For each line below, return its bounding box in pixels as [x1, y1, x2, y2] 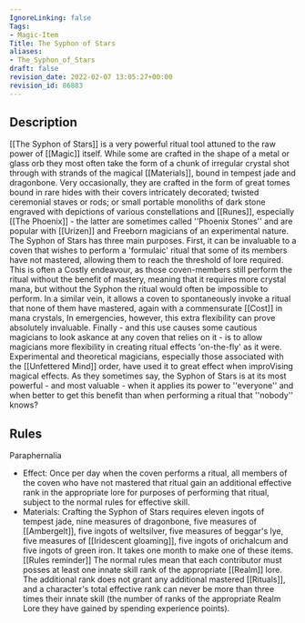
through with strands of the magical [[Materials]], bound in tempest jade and [9, 167, 296, 178]
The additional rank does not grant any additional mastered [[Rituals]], [22, 574, 286, 585]
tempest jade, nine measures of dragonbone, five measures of [22, 516, 258, 528]
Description [9, 115, 77, 130]
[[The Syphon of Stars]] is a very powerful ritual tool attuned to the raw [9, 138, 276, 150]
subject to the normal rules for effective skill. [22, 497, 190, 507]
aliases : [9, 47, 43, 56]
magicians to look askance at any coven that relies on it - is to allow [9, 332, 263, 343]
